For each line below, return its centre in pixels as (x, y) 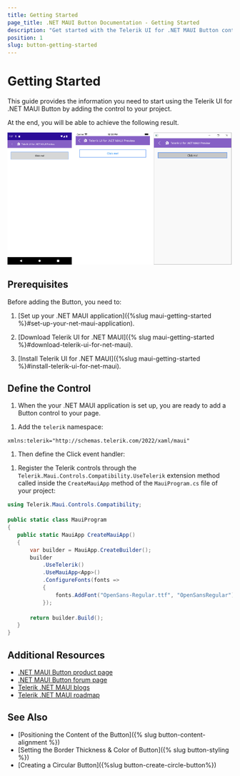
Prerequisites (38, 284)
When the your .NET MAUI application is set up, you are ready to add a (122, 405)
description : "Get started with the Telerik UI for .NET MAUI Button (113, 30)
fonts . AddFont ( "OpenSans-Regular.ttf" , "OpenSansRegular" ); (146, 595)
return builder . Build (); (66, 618)
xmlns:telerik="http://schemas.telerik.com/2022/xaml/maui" (99, 441)
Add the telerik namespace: (60, 427)
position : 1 (25, 38)
